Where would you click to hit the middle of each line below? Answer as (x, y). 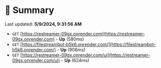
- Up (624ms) (75, 60)
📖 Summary (29, 10)
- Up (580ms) (70, 39)
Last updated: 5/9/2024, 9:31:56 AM (43, 24)
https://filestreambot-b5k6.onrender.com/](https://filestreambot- (89, 44)
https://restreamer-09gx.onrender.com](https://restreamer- (84, 33)
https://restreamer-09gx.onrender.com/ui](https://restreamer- (86, 55)
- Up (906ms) (71, 49)
